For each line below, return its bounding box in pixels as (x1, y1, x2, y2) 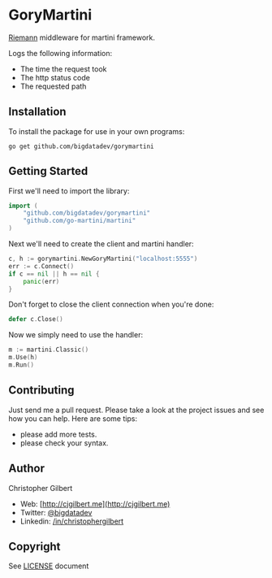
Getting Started (8, 164, 89, 178)
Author (8, 462, 45, 476)
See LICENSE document (8, 561, 89, 571)
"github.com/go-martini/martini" (23, 217, 136, 225)
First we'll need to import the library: (8, 185, 130, 196)
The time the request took (19, 63, 107, 74)
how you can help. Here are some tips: (8, 413, 138, 424)
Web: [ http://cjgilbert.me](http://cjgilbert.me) (19, 498, 171, 509)
